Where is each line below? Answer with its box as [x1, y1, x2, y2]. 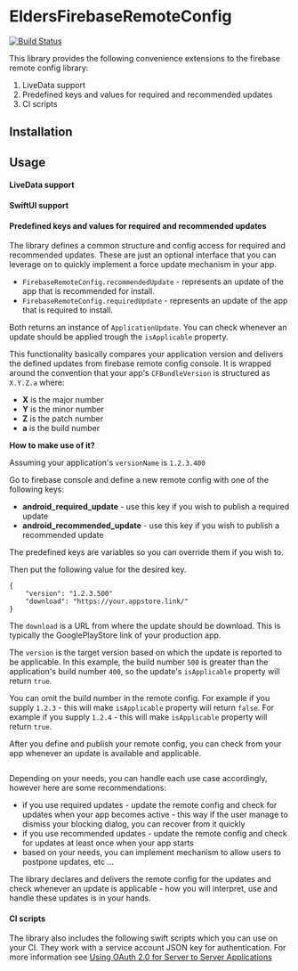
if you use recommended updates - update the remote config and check [21, 828, 287, 839]
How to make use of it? [9, 440, 95, 451]
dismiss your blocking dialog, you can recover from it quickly [21, 819, 246, 829]
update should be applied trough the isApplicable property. [9, 331, 229, 342]
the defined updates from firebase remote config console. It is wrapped [9, 358, 271, 369]
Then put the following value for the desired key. [9, 564, 187, 575]
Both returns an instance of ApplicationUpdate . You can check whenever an [9, 322, 287, 333]
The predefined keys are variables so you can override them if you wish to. [9, 547, 284, 558]
